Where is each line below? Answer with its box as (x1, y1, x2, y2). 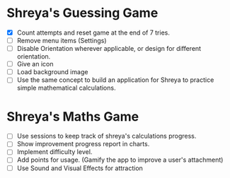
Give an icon (16, 60, 54, 69)
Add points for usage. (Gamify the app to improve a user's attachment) (16, 155, 224, 164)
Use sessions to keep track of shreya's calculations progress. (16, 132, 197, 141)
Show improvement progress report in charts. (16, 140, 150, 148)
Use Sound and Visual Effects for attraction (16, 164, 143, 172)
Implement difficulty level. (16, 148, 93, 156)
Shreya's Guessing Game (6, 5, 159, 21)
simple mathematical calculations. (16, 83, 116, 93)
